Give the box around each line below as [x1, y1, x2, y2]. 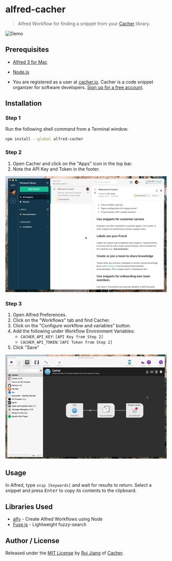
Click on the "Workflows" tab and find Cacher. [12, 317, 111, 323]
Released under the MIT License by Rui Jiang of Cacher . [5, 550, 124, 556]
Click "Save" [12, 344, 39, 350]
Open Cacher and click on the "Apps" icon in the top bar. [12, 160, 133, 167]
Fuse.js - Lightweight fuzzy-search [12, 522, 87, 528]
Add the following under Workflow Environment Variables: [12, 328, 135, 334]
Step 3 [5, 300, 22, 307]
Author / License [5, 536, 60, 545]
